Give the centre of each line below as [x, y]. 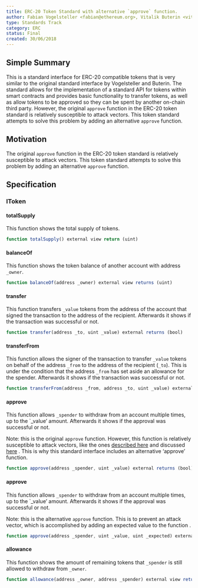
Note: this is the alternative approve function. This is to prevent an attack [94, 518]
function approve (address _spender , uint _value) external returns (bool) [100, 468]
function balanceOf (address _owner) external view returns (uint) [89, 283]
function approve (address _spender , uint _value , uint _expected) [89, 536]
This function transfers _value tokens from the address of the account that [96, 309]
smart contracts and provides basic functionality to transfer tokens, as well [97, 95]
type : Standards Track [34, 22]
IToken [16, 201]
